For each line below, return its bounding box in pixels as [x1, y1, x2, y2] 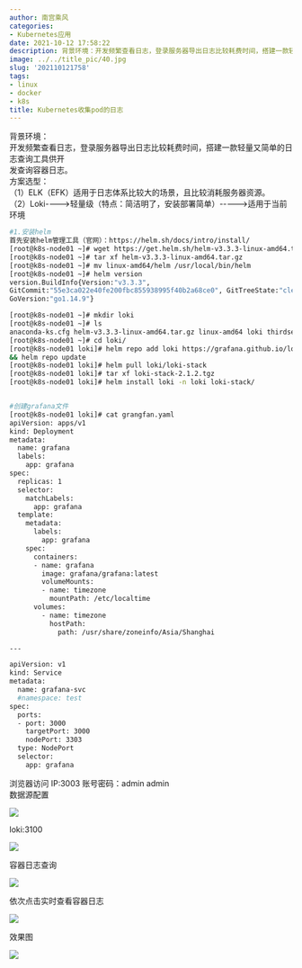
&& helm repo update [9, 353, 87, 362]
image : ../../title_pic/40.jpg [9, 55, 127, 64]
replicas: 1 [17, 477, 63, 486]
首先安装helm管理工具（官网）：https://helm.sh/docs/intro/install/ [9, 236, 250, 246]
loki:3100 [9, 824, 43, 835]
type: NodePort [17, 744, 75, 753]
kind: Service [9, 668, 63, 677]
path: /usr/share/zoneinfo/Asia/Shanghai [57, 627, 216, 637]
